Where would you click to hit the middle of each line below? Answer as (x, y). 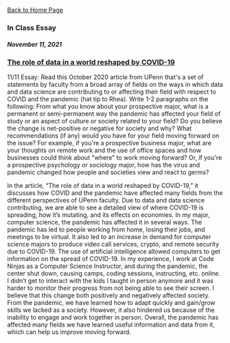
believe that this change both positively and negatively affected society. (109, 295)
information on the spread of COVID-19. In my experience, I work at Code (111, 259)
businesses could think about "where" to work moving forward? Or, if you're (115, 158)
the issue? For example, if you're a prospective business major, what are (109, 143)
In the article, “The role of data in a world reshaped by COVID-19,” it (103, 186)
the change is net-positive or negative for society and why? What (100, 128)
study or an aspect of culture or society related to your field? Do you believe (115, 121)
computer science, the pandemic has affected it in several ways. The (105, 222)
